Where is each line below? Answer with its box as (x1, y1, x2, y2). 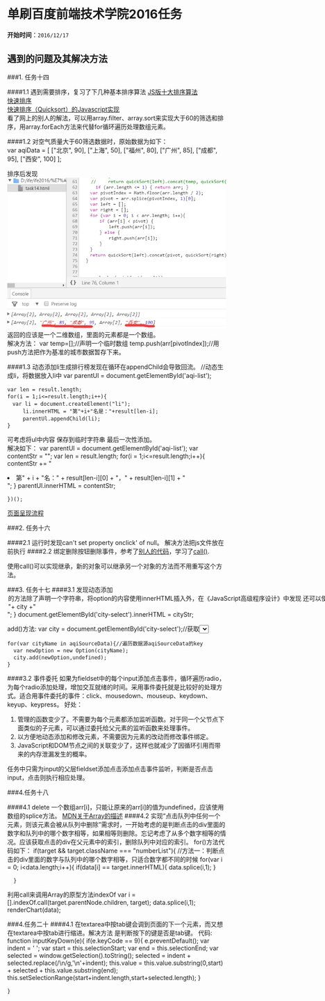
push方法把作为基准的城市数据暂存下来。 (7, 347, 125, 356)
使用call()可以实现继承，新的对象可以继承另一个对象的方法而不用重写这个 (7, 562, 217, 570)
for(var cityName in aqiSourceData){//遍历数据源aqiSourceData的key (7, 640, 203, 647)
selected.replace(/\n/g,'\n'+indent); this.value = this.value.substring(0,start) (7, 959, 224, 967)
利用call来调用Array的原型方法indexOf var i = (7, 890, 136, 899)
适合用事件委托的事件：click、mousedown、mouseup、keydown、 (19, 691, 212, 700)
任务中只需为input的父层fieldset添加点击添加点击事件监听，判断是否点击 (7, 764, 213, 773)
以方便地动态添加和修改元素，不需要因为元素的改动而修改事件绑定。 (17, 732, 212, 741)
